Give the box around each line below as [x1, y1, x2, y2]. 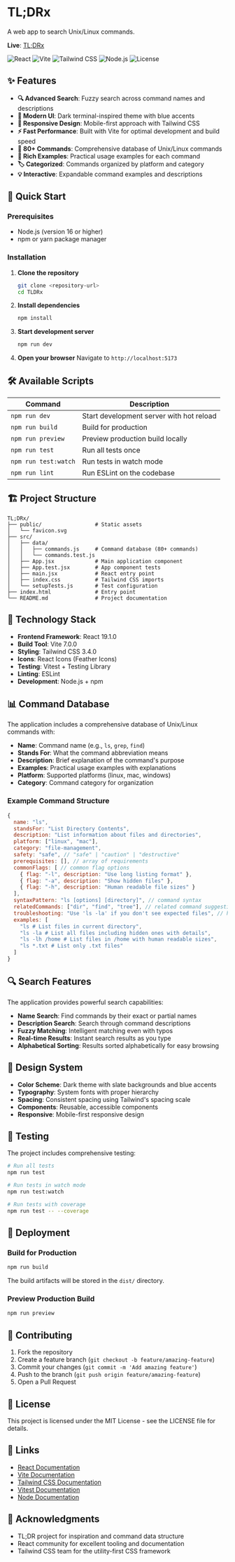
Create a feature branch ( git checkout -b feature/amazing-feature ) [17, 1355, 215, 1364]
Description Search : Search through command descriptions [17, 1018, 191, 1028]
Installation [7, 253, 47, 262]
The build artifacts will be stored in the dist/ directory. [7, 1277, 164, 1285]
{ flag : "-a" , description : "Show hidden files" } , [20, 877, 173, 884]
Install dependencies [17, 301, 80, 309]
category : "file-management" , [13, 844, 101, 852]
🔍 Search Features [7, 976, 92, 988]
